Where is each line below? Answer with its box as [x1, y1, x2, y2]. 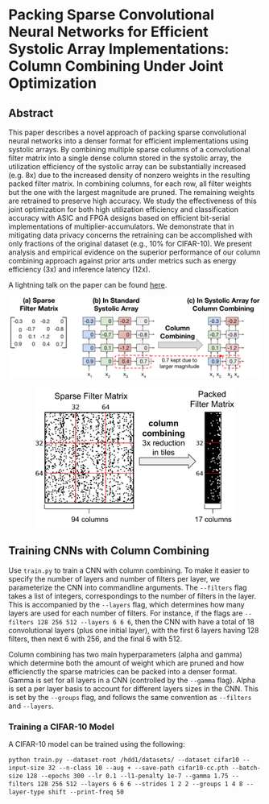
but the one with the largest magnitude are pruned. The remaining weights [8, 188, 255, 197]
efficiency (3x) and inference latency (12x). [8, 264, 151, 274]
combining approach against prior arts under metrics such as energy [8, 256, 237, 265]
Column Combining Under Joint [8, 57, 224, 76]
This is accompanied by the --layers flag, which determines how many [8, 599, 245, 609]
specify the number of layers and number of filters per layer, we [8, 574, 220, 583]
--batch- [231, 764, 262, 773]
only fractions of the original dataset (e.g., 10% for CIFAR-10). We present [8, 239, 252, 248]
